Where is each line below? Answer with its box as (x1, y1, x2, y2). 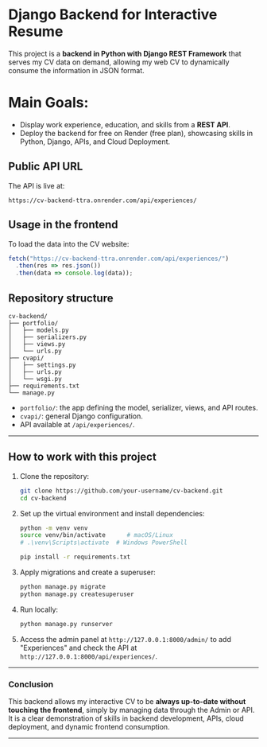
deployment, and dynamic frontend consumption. (8, 722, 170, 731)
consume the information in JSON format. (8, 65, 145, 75)
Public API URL (8, 160, 83, 173)
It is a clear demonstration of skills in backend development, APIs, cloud (8, 714, 244, 723)
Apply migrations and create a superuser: (19, 567, 157, 577)
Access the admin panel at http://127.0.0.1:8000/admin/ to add (19, 634, 232, 644)
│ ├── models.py (8, 326, 69, 334)
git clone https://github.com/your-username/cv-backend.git (19, 487, 223, 495)
